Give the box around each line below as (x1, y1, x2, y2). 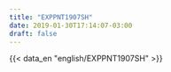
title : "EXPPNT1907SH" (9, 12, 93, 22)
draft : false (9, 29, 58, 38)
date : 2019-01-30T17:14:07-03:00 (9, 21, 133, 30)
